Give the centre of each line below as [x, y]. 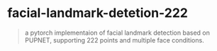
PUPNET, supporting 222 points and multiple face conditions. [114, 40]
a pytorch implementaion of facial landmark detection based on [117, 33]
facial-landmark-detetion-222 [98, 13]
